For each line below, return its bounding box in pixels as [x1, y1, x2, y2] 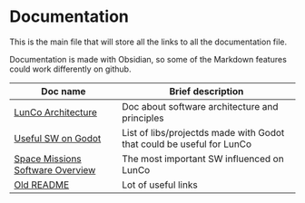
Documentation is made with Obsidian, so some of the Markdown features [9, 53, 288, 64]
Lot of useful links [122, 179, 198, 191]
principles [122, 111, 164, 124]
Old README [14, 179, 70, 191]
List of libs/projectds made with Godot [122, 126, 285, 139]
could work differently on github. [9, 63, 132, 74]
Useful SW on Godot [14, 131, 102, 144]
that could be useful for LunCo [122, 138, 252, 150]
